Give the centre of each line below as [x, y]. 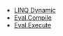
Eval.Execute [33, 25]
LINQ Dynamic [35, 10]
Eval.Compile [33, 18]
